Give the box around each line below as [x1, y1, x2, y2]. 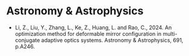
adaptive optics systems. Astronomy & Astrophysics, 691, [41, 36, 184, 43]
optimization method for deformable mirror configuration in [14, 30, 161, 37]
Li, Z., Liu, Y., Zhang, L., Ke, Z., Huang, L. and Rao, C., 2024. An [14, 24, 172, 31]
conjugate [14, 36, 40, 43]
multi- [162, 30, 178, 37]
